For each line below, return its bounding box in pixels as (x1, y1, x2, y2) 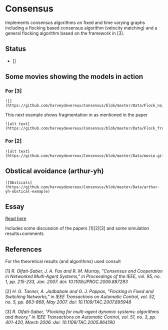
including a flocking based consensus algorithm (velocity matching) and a (5, 24, 157, 30)
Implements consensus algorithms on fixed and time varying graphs (5, 19, 145, 25)
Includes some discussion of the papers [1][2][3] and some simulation (5, 225, 149, 231)
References (5, 245, 42, 253)
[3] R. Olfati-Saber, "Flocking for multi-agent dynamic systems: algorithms (5, 308, 159, 315)
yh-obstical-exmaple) (5, 188, 50, 194)
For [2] (5, 137, 22, 144)
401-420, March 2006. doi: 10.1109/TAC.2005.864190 (5, 319, 115, 325)
